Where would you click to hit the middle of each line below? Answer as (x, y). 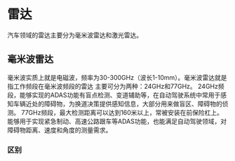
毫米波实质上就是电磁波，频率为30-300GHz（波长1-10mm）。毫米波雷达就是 (117, 77)
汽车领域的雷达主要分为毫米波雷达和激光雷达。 (75, 35)
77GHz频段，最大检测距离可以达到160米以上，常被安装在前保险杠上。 (122, 112)
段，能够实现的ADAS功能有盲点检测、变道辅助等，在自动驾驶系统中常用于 (114, 94)
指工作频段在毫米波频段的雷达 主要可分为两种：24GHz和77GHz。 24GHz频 (116, 86)
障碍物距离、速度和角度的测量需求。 (60, 129)
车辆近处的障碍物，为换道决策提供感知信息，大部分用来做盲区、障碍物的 (117, 104)
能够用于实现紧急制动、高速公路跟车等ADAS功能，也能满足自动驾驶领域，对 (117, 121)
